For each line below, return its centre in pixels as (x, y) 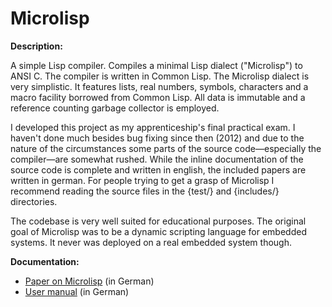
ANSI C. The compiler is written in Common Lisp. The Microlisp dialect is (160, 76)
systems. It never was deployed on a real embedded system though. (151, 242)
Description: (36, 46)
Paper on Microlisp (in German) (89, 281)
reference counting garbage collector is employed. (115, 108)
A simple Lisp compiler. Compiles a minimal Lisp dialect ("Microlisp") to (156, 65)
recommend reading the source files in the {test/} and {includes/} (145, 191)
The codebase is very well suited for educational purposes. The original (158, 221)
